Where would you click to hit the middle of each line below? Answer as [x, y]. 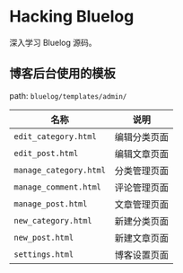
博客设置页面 [141, 255]
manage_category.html [60, 170]
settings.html [44, 254]
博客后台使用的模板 [62, 74]
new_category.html [53, 220]
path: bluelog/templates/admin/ [68, 95]
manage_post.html [51, 203]
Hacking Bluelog [72, 17]
